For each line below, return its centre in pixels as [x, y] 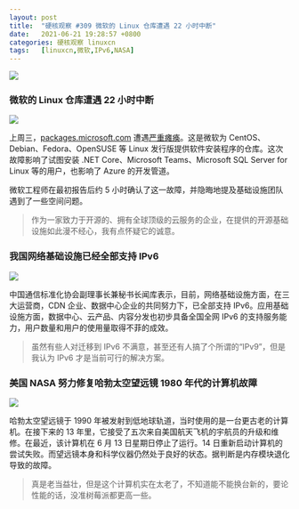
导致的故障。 [32, 465]
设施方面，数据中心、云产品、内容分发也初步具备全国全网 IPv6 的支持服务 [145, 316]
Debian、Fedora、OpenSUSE [63, 149]
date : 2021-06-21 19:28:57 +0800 [75, 34]
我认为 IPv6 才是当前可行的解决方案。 [100, 358]
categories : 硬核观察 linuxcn [62, 42]
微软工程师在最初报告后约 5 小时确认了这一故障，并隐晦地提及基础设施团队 [146, 190]
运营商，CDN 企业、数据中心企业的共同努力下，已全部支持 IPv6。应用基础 [153, 305]
